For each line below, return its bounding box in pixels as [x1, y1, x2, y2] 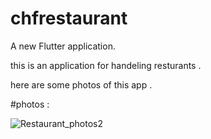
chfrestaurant [10, 7, 128, 30]
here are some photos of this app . [10, 78, 153, 91]
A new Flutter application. [10, 40, 116, 52]
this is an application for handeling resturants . [10, 59, 202, 71]
